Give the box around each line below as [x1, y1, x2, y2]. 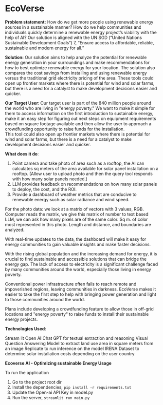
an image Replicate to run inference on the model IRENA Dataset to [5, 346, 140, 351]
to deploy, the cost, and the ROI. [12, 186, 77, 192]
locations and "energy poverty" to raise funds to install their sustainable [5, 311, 149, 317]
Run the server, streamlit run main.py [12, 394, 90, 400]
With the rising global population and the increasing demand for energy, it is [5, 251, 157, 256]
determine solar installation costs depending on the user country [5, 350, 135, 356]
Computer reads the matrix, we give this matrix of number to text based [5, 211, 148, 217]
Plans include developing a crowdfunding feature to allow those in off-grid [5, 306, 154, 312]
